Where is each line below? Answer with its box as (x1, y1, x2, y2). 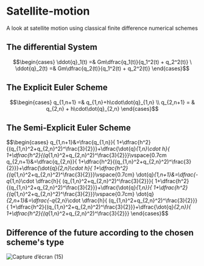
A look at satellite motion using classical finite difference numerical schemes (6, 24, 198, 32)
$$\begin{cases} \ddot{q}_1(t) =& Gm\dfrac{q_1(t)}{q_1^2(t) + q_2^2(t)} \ (13, 58, 192, 65)
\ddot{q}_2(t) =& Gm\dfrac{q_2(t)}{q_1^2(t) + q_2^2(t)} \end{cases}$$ (15, 65, 190, 72)
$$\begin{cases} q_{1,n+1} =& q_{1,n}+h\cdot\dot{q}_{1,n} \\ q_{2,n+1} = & (9, 99, 195, 106)
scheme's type (6, 237, 65, 247)
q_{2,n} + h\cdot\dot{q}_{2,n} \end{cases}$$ (46, 105, 159, 112)
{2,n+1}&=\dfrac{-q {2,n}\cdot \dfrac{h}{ (6, 197, 108, 205)
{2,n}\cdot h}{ (57, 164, 93, 172)
